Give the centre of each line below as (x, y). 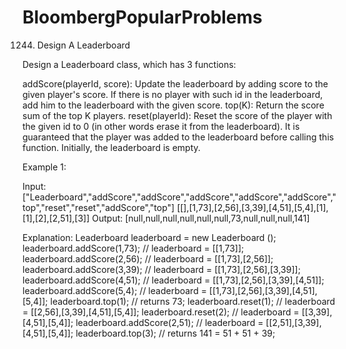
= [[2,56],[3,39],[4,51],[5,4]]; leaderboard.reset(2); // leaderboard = (161, 312)
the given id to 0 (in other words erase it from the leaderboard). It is (161, 126)
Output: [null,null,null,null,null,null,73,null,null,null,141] (200, 218)
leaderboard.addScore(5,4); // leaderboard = (114, 290)
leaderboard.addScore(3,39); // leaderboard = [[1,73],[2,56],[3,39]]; (161, 269)
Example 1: (44, 167)
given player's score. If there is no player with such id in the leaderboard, (173, 94)
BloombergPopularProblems (142, 17)
